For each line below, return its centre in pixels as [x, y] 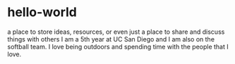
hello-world [42, 12]
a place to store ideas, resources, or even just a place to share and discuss [116, 32]
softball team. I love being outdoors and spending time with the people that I [118, 46]
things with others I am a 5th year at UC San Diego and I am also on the [111, 39]
